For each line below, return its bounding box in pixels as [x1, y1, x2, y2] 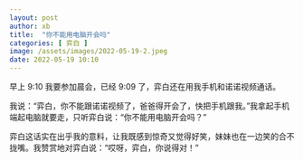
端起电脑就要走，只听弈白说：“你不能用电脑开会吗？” [9, 112, 207, 122]
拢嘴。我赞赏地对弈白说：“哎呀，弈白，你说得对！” [9, 142, 199, 153]
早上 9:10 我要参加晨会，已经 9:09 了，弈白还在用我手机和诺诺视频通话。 [9, 81, 281, 91]
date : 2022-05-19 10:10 [9, 55, 99, 64]
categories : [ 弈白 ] [9, 38, 89, 48]
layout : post [9, 13, 59, 23]
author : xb [9, 22, 51, 31]
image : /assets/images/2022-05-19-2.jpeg [9, 47, 168, 56]
